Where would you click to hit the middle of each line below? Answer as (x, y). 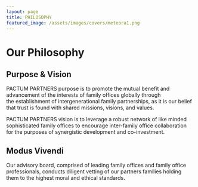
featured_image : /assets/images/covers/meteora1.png (73, 23)
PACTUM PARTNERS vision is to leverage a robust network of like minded (96, 119)
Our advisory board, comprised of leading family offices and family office (96, 165)
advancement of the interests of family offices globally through (83, 95)
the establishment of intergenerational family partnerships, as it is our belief (99, 102)
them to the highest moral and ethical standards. (66, 178)
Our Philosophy (45, 52)
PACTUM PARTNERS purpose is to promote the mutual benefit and (88, 89)
